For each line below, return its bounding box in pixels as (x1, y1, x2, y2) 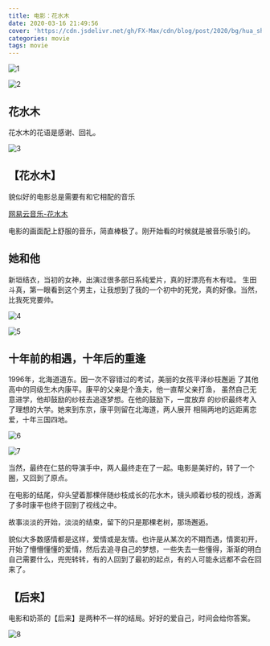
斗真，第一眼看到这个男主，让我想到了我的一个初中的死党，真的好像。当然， (8, 285, 262, 294)
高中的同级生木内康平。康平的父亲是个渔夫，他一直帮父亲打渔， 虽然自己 (8, 385, 250, 394)
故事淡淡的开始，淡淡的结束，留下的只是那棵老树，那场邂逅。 (8, 517, 213, 527)
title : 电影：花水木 (8, 11, 70, 20)
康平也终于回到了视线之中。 (29, 500, 121, 510)
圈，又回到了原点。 (8, 473, 72, 483)
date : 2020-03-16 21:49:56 (8, 19, 99, 27)
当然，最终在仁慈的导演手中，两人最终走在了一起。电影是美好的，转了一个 (8, 463, 255, 473)
